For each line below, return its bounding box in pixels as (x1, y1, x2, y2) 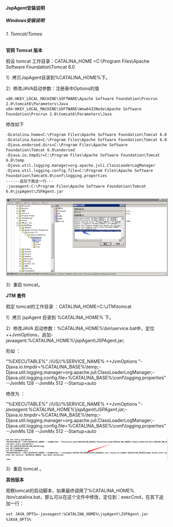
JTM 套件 (6, 292, 26, 299)
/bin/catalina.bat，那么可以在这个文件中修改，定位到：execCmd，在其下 (6, 494, 160, 500)
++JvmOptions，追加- (6, 331, 53, 338)
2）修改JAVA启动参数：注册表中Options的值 (6, 85, 100, 92)
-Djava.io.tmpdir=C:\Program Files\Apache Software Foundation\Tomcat (6, 153, 160, 158)
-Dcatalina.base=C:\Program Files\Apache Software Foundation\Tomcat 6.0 (6, 138, 167, 143)
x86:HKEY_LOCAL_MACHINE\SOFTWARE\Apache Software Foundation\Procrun (6, 96, 158, 102)
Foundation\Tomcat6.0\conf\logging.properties (6, 173, 107, 179)
